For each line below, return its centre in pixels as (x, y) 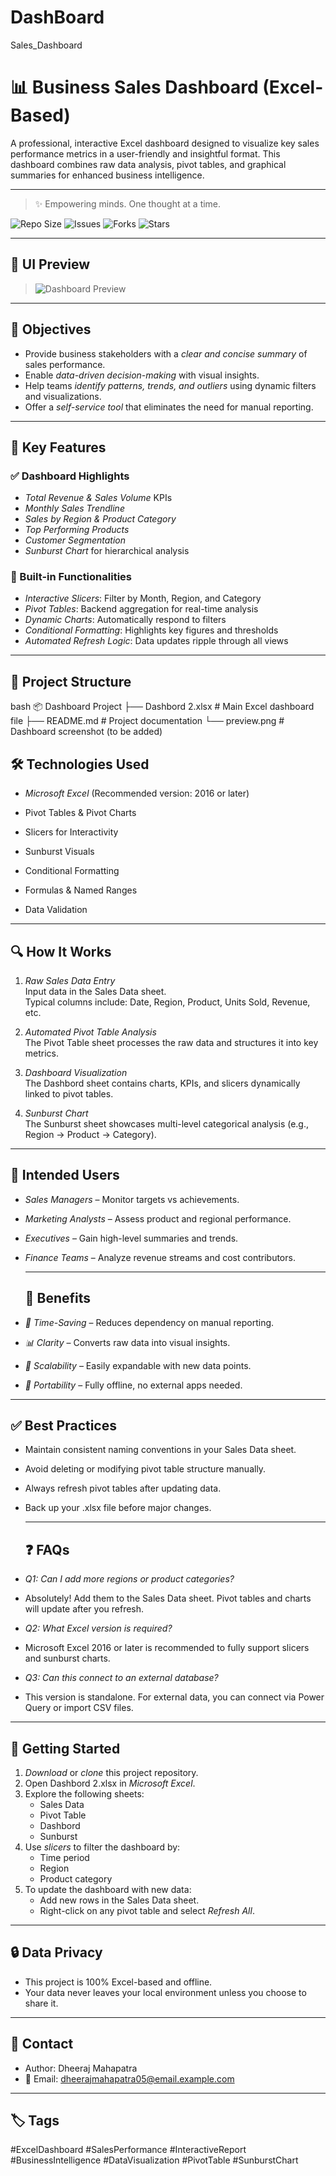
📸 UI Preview (50, 264)
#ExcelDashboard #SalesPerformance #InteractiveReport (128, 2150)
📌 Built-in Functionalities (71, 577)
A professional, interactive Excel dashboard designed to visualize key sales (165, 143)
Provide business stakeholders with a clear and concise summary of (166, 353)
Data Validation (56, 910)
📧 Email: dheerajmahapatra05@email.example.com (129, 2078)
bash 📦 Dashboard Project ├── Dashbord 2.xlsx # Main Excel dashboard (162, 707)
